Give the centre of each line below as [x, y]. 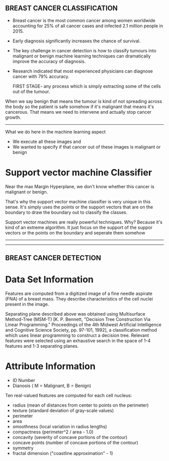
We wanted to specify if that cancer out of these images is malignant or [87, 147]
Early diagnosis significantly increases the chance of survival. [76, 41]
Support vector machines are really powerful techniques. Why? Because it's [84, 222]
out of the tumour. [31, 91]
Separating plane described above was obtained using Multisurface [75, 314]
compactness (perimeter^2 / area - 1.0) [53, 432]
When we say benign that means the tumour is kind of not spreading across [84, 101]
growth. [13, 117]
